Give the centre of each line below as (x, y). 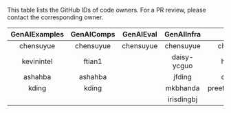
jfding (183, 77)
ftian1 (93, 61)
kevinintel (37, 61)
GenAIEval (140, 34)
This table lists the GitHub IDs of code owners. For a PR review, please (107, 10)
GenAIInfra (183, 34)
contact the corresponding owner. (55, 17)
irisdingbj (183, 99)
